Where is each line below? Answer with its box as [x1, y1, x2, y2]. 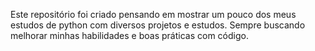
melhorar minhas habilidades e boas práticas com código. [10, 30, 249, 41]
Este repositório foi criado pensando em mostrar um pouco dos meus [10, 9, 297, 20]
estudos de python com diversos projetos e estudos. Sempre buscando [10, 19, 306, 31]
